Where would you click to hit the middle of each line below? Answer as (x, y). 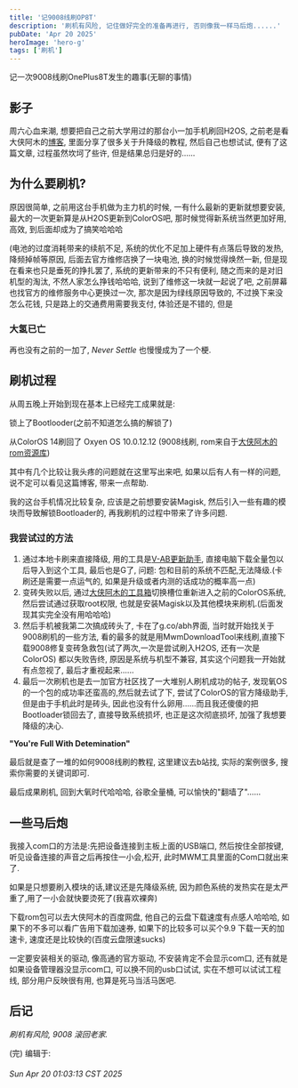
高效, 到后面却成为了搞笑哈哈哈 (66, 229)
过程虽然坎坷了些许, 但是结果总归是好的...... (116, 153)
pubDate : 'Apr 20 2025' (53, 34)
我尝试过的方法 (41, 537)
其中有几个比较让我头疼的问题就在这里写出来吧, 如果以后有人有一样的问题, (145, 471)
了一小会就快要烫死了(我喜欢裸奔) (97, 898)
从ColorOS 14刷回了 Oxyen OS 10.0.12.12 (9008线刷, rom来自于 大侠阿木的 (144, 441)
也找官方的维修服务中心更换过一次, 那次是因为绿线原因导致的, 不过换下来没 (146, 292)
